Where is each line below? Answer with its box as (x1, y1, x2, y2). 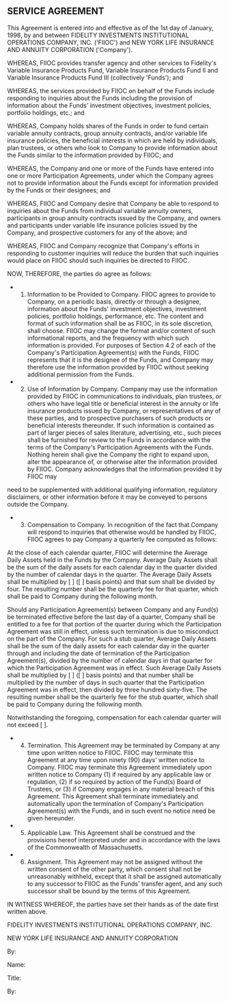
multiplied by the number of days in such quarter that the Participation (7, 678, 205, 686)
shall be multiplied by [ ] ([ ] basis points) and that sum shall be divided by (7, 577, 215, 585)
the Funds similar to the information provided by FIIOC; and (7, 151, 174, 159)
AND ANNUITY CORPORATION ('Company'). (7, 45, 133, 53)
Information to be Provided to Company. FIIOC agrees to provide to (27, 290, 216, 298)
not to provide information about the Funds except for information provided (7, 178, 219, 187)
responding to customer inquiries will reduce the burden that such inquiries (7, 249, 219, 257)
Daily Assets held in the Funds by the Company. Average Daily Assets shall (7, 555, 217, 564)
